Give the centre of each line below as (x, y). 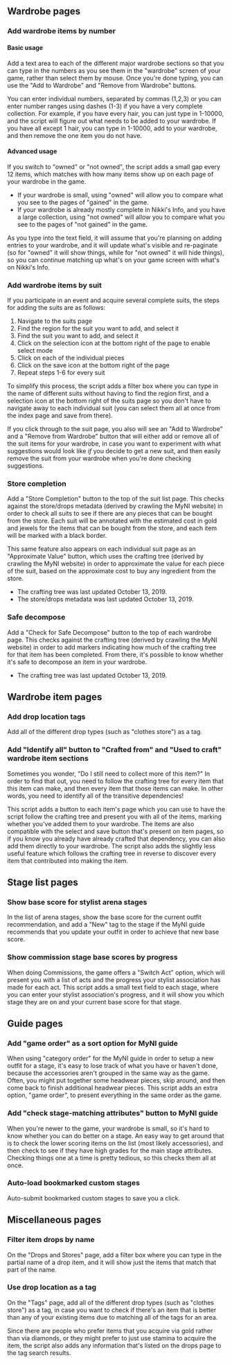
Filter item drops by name (51, 1240)
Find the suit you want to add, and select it (78, 336)
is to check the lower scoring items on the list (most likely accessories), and (115, 1143)
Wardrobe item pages (55, 697)
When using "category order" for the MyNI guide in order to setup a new (110, 1058)
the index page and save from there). (60, 416)
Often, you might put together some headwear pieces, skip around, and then (116, 1081)
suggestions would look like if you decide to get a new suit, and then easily (114, 451)
